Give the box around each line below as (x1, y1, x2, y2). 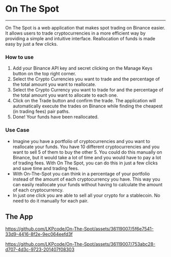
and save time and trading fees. (12, 165, 79, 171)
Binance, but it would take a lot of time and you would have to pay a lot (12, 154, 161, 160)
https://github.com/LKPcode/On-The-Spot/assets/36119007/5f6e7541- (5, 226, 154, 232)
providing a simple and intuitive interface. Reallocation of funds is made (5, 35, 156, 41)
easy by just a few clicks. (5, 41, 58, 47)
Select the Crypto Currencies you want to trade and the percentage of (12, 76, 160, 82)
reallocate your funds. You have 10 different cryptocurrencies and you (12, 144, 160, 150)
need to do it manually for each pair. (12, 197, 89, 204)
